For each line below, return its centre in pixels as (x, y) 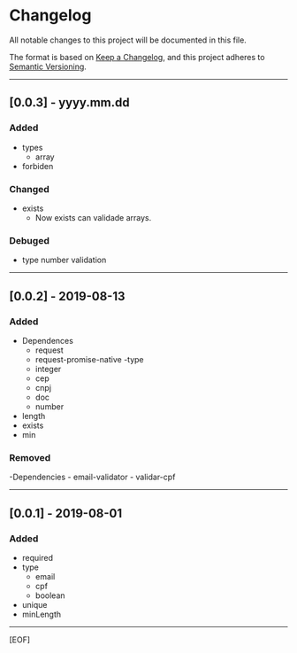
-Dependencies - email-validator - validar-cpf (92, 477)
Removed (30, 457)
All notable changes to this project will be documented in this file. (128, 40)
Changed (30, 189)
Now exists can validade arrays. (93, 217)
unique (34, 604)
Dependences (47, 340)
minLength (42, 614)
